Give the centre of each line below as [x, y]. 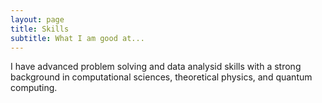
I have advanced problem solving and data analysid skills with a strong [156, 67]
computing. [34, 88]
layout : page [37, 19]
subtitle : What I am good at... [77, 38]
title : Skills [40, 29]
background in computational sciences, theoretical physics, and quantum [161, 77]
